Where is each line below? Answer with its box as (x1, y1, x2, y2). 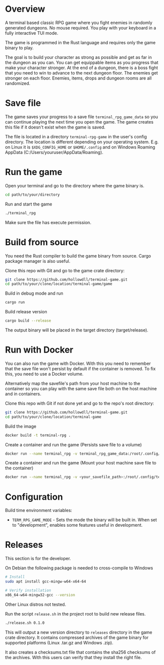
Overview (5, 3, 45, 15)
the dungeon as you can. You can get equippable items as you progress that (5, 59, 159, 65)
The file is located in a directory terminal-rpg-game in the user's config (5, 133, 147, 139)
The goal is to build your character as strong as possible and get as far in (5, 54, 152, 60)
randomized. (5, 80, 31, 86)
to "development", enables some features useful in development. (12, 522, 143, 528)
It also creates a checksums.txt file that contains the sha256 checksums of (5, 649, 156, 655)
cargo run (5, 300, 25, 305)
